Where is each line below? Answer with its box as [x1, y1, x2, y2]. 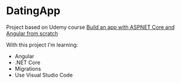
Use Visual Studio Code [14, 71, 73, 78]
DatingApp [6, 4, 61, 18]
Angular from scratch [6, 29, 58, 36]
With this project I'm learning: [6, 41, 78, 48]
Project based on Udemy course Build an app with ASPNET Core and [6, 24, 175, 31]
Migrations [14, 65, 42, 72]
